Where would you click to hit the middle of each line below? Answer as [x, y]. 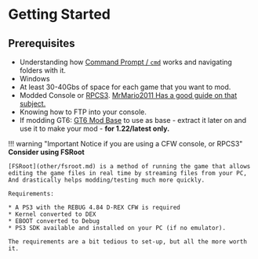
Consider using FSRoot [46, 152]
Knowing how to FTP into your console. [83, 112]
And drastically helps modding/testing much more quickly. [107, 180]
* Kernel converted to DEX [52, 214]
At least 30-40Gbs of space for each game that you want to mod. [125, 87]
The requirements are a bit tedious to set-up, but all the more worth [127, 242]
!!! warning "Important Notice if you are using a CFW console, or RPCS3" [125, 144]
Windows [35, 79]
